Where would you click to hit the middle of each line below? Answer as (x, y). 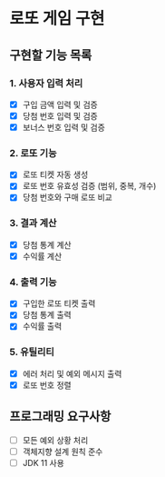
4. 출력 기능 (33, 282)
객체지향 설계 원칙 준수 (63, 452)
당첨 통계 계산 (47, 244)
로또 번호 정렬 (47, 385)
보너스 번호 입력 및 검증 (64, 127)
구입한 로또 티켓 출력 (59, 303)
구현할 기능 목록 (51, 55)
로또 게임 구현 (57, 19)
